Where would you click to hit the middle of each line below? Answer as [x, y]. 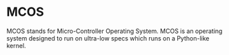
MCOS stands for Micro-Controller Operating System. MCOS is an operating [114, 31]
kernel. [16, 45]
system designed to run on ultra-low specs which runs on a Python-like [108, 38]
